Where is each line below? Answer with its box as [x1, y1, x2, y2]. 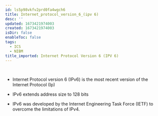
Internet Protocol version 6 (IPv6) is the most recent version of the [12, 76, 148, 82]
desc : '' [5, 16, 23, 21]
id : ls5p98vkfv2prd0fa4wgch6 [5, 7, 66, 12]
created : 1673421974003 [5, 26, 55, 31]
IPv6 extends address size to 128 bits [12, 91, 89, 97]
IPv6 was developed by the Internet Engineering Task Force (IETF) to [12, 101, 154, 107]
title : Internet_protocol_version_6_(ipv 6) [5, 12, 99, 17]
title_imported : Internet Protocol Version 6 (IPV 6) [5, 53, 119, 58]
